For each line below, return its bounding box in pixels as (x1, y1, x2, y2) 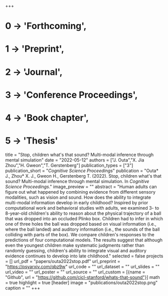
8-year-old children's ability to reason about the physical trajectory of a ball (5, 210, 161, 216)
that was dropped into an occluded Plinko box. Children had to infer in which (5, 215, 163, 221)
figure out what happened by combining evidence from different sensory (5, 189, 156, 195)
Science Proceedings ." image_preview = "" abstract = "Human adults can (5, 184, 157, 190)
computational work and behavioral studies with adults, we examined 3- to (5, 205, 159, 211)
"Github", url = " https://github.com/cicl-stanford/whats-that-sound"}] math (5, 274, 160, 280)
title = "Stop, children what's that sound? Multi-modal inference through (5, 152, 154, 158)
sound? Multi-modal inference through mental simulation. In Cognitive (5, 178, 149, 184)
